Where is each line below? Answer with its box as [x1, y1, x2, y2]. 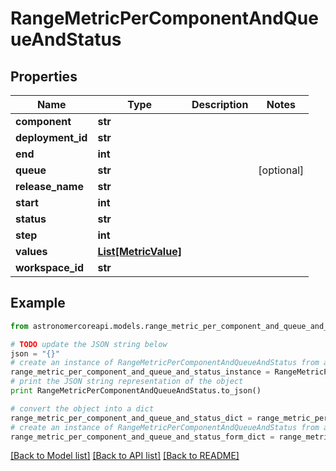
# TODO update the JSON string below [10, 339, 168, 349]
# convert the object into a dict [10, 403, 155, 414]
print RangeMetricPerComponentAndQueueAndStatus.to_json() [10, 386, 262, 396]
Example [10, 295, 66, 312]
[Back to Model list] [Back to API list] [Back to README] [10, 450, 240, 462]
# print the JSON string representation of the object [10, 377, 244, 387]
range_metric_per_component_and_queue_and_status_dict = [10, 413, 253, 423]
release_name [15, 180, 84, 193]
